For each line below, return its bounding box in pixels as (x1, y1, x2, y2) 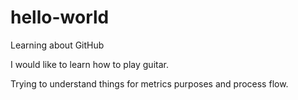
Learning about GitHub (10, 39, 105, 51)
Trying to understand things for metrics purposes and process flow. (10, 77, 289, 90)
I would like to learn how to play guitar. (10, 58, 169, 70)
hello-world (10, 6, 110, 29)
